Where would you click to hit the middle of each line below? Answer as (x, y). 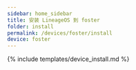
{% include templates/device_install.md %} (68, 59)
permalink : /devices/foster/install (60, 33)
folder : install (30, 26)
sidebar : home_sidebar (40, 14)
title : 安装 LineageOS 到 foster (54, 20)
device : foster (29, 40)
